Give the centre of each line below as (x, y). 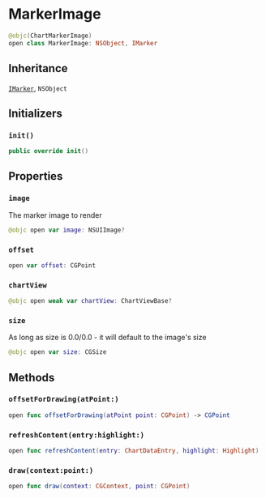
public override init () (49, 151)
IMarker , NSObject (38, 88)
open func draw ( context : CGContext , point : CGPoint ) (99, 487)
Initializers (36, 113)
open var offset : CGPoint (52, 265)
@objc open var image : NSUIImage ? (67, 230)
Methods (32, 377)
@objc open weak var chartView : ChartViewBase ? (90, 301)
